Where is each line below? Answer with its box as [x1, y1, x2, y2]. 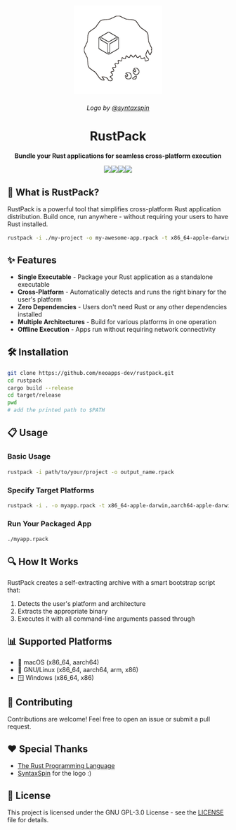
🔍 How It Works [7, 556, 79, 568]
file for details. [7, 816, 49, 824]
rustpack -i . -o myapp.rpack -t [7, 502, 105, 509]
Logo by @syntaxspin [86, 104, 150, 112]
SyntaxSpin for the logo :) [17, 769, 92, 778]
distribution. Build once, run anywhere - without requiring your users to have [7, 213, 228, 221]
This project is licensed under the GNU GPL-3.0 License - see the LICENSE [7, 808, 224, 817]
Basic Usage [7, 452, 51, 462]
